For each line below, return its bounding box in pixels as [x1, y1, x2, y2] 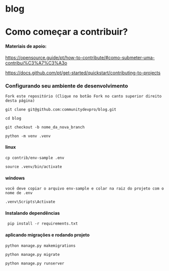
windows [5, 175, 25, 181]
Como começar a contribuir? [5, 26, 128, 38]
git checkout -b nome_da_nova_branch [5, 124, 85, 129]
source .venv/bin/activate [5, 164, 62, 169]
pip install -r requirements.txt [7, 221, 78, 227]
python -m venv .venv [5, 133, 51, 139]
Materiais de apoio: [5, 43, 47, 49]
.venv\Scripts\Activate [5, 199, 56, 205]
